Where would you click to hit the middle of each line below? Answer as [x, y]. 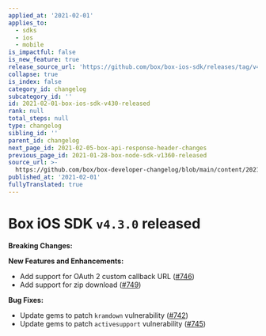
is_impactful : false [42, 52]
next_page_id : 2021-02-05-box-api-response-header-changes [108, 148]
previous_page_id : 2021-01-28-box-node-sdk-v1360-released [108, 155]
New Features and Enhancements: [66, 261]
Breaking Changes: [40, 245]
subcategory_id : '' [40, 96]
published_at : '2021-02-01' [55, 177]
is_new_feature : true [44, 60]
